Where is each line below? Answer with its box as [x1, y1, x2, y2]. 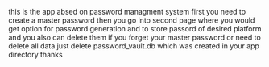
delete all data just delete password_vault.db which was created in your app [8, 41, 260, 51]
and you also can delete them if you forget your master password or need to [8, 32, 262, 42]
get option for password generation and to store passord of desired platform [8, 24, 262, 33]
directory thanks [8, 50, 63, 59]
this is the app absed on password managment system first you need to [8, 7, 246, 16]
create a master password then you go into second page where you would [8, 15, 255, 25]
